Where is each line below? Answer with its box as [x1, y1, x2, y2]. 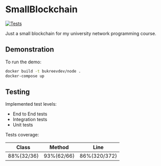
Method [49, 144, 69, 151]
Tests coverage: [5, 132, 39, 138]
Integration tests [12, 116, 48, 123]
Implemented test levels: [5, 101, 57, 107]
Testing [5, 87, 30, 96]
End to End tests [12, 111, 48, 117]
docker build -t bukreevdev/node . [5, 68, 81, 74]
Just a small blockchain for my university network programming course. [5, 30, 157, 36]
